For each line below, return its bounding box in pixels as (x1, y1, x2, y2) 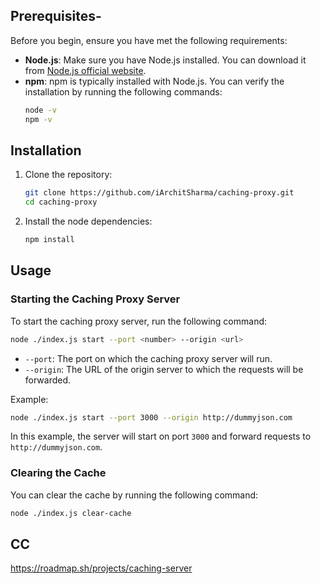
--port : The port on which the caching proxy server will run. (24, 352, 273, 364)
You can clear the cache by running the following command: (10, 489, 259, 501)
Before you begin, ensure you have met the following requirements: (10, 34, 288, 46)
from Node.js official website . (24, 64, 147, 76)
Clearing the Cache (10, 466, 107, 480)
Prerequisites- (10, 8, 102, 25)
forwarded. (24, 374, 72, 386)
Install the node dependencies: (24, 215, 153, 228)
